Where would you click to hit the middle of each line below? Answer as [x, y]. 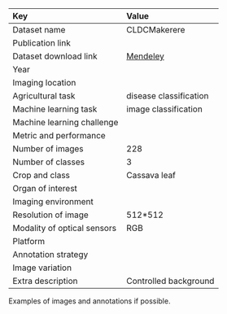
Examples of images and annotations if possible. [89, 301]
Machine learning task [55, 109]
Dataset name [39, 30]
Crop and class [41, 175]
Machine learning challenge [65, 122]
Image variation [42, 268]
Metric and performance [59, 135]
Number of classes [49, 162]
